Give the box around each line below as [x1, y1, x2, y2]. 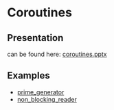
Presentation [7, 32, 64, 44]
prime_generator [16, 87, 65, 96]
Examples [7, 70, 50, 81]
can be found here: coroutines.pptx [7, 50, 108, 58]
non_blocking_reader [16, 95, 77, 103]
